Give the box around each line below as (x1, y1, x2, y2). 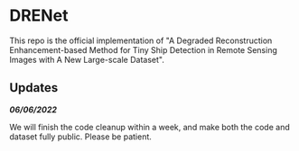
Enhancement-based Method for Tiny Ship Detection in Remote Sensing (9, 44, 278, 55)
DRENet (9, 5, 69, 26)
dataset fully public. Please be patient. (9, 131, 152, 142)
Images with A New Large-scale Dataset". (9, 54, 164, 65)
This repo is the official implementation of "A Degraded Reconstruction (9, 35, 273, 46)
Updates (9, 80, 59, 95)
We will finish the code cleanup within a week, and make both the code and (9, 121, 291, 132)
